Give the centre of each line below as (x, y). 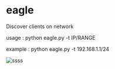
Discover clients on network (40, 26)
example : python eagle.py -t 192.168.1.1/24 (58, 49)
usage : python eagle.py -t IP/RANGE (51, 37)
